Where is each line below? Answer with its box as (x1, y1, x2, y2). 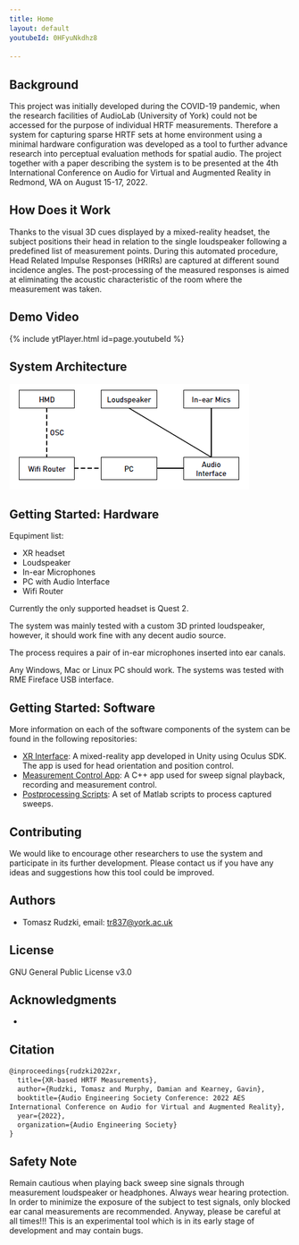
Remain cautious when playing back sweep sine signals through (9, 1178, 245, 1188)
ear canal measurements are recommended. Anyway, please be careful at (9, 1207, 281, 1216)
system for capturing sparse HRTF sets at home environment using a (9, 130, 263, 141)
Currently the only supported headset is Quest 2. (9, 603, 189, 614)
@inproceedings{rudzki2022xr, (9, 1067, 122, 1076)
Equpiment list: (9, 531, 64, 541)
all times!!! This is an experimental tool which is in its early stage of (9, 1215, 255, 1226)
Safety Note (9, 1154, 78, 1169)
